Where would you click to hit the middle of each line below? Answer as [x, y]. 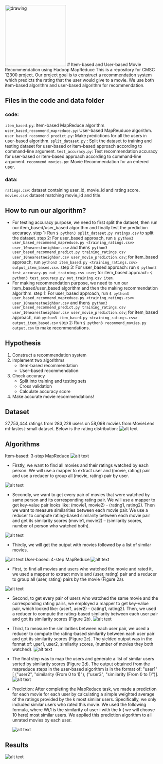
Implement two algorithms [38, 360]
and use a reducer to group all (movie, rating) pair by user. [71, 476]
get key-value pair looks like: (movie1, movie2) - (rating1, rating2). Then [83, 505]
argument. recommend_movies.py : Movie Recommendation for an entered [77, 161]
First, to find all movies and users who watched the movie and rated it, [82, 569]
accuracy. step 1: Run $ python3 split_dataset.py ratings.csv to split [83, 233]
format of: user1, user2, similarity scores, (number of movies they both [83, 644]
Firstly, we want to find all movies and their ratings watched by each [80, 465]
